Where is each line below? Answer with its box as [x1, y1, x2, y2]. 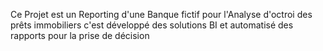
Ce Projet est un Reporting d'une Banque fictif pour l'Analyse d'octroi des [10, 9, 313, 20]
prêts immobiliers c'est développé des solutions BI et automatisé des [10, 19, 294, 31]
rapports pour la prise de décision [10, 30, 150, 41]
